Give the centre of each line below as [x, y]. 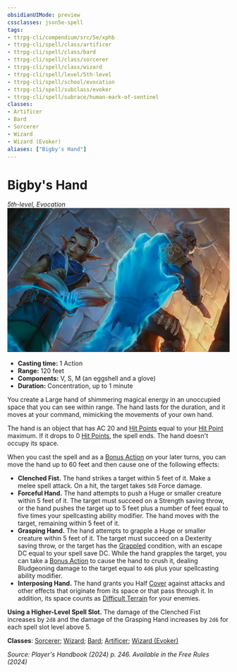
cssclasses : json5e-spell [45, 22]
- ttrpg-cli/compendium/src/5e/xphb [61, 37]
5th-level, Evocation [36, 204]
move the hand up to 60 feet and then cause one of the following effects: [114, 465]
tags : [15, 30]
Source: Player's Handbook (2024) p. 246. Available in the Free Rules [108, 654]
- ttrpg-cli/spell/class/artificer [60, 45]
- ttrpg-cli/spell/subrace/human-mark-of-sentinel [83, 97]
